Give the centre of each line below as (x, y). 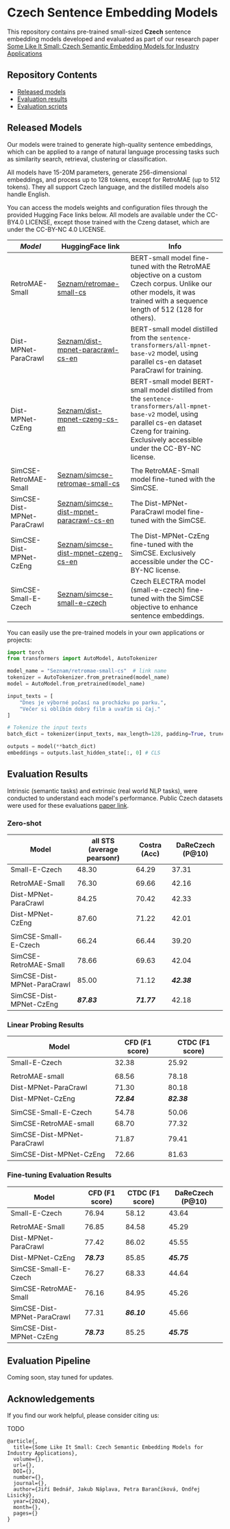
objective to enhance (164, 607)
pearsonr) (103, 858)
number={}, (29, 1478)
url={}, (24, 1466)
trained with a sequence (169, 301)
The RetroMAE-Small (165, 470)
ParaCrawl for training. (167, 370)
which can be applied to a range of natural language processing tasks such (113, 152)
